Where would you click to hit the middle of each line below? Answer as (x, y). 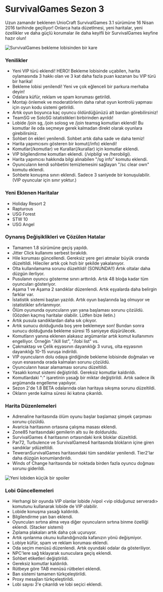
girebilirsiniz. (25, 134)
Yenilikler (16, 60)
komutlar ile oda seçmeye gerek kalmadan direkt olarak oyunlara (77, 128)
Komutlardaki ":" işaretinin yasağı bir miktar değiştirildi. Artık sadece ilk (83, 377)
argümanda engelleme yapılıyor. (44, 383)
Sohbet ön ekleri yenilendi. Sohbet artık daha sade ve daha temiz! (78, 138)
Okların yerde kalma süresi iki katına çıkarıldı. (58, 393)
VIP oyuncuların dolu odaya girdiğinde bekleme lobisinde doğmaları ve (83, 357)
